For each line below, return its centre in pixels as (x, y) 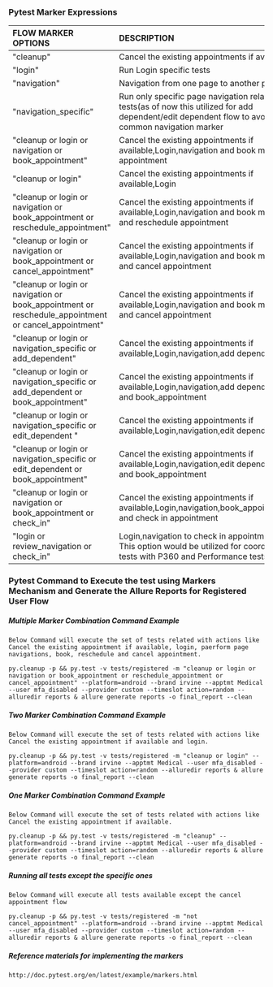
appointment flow (38, 903)
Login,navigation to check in (173, 536)
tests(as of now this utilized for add (186, 106)
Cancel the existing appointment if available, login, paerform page (129, 647)
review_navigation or (52, 547)
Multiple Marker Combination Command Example (94, 621)
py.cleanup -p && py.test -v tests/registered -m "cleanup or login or (132, 669)
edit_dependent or (48, 470)
